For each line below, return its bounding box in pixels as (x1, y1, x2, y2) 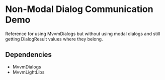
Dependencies (5, 50, 52, 59)
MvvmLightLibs (12, 69, 45, 75)
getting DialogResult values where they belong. (5, 36, 103, 42)
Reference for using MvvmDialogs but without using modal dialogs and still (5, 30, 160, 36)
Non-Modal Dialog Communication (5, 3, 153, 15)
